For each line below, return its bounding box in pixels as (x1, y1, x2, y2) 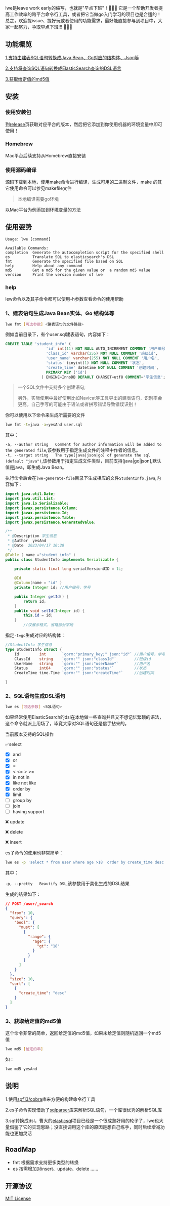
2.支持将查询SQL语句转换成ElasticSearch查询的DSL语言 (5, 65, 121, 71)
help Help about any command (5, 263, 82, 268)
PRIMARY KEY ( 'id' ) (46, 369, 87, 375)
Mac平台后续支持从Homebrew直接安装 (5, 152, 86, 158)
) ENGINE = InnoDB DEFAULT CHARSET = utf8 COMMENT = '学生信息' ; (41, 375, 165, 380)
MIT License (5, 1195, 31, 1201)
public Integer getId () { (14, 594, 69, 599)
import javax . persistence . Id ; (5, 510, 69, 515)
